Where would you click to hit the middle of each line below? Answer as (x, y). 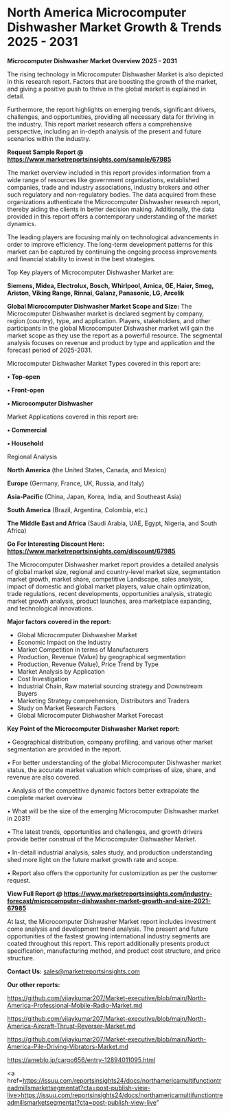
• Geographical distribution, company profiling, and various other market (110, 742)
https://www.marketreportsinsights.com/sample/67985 (89, 159)
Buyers (27, 693)
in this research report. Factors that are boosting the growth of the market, (112, 81)
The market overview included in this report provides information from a (109, 173)
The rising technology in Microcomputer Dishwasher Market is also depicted (115, 74)
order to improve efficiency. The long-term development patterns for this (110, 244)
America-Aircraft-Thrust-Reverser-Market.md (71, 1026)
